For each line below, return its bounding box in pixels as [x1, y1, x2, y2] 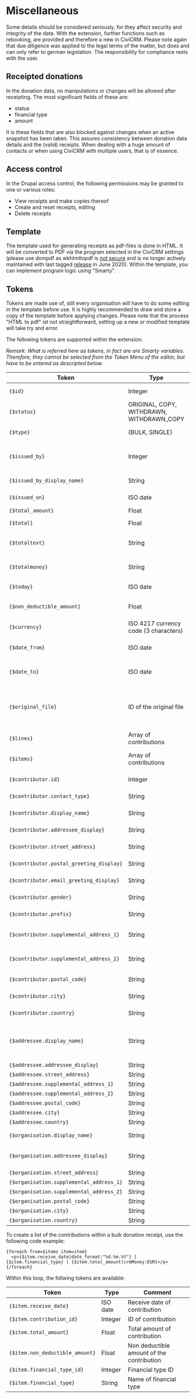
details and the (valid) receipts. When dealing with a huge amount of [6, 141, 170, 148]
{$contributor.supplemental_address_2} [9, 956, 120, 962]
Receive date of [128, 1298, 171, 1307]
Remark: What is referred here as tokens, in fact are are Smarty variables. [6, 347, 185, 354]
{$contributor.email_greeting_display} [9, 877, 120, 884]
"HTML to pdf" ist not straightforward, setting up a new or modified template [6, 318, 190, 326]
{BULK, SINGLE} [128, 428, 173, 437]
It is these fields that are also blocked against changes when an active [6, 128, 175, 135]
